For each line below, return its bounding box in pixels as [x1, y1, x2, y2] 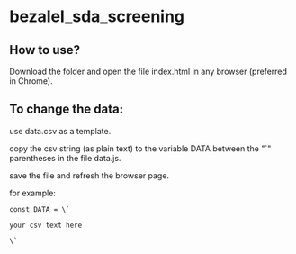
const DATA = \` [9, 204, 70, 213]
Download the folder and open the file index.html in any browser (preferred [9, 66, 288, 77]
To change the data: [9, 102, 124, 117]
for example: [9, 187, 57, 198]
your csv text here [9, 221, 83, 230]
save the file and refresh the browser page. [9, 169, 169, 181]
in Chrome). [9, 76, 53, 86]
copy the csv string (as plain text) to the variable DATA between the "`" [9, 142, 272, 154]
